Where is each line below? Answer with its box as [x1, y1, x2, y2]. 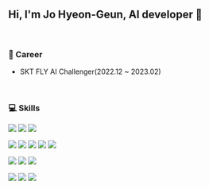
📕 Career [8, 48, 43, 60]
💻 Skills [8, 102, 41, 114]
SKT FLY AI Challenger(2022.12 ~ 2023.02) [19, 67, 161, 76]
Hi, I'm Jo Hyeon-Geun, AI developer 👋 [8, 8, 203, 21]
